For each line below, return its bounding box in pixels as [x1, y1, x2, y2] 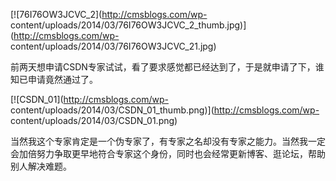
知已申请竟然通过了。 [10, 74, 98, 85]
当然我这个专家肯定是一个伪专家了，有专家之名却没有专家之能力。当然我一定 [10, 135, 326, 147]
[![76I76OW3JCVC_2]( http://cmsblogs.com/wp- [10, 9, 208, 20]
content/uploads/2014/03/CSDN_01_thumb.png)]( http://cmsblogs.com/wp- [10, 104, 320, 116]
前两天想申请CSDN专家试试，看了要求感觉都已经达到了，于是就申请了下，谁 [10, 61, 325, 73]
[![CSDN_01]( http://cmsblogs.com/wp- [10, 94, 169, 105]
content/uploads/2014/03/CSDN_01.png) [10, 115, 178, 126]
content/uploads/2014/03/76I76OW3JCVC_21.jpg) [10, 40, 217, 52]
